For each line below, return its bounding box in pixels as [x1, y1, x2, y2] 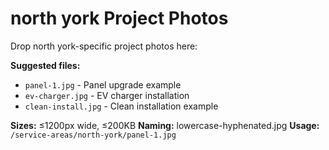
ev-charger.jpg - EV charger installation [24, 89, 190, 101]
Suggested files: [10, 59, 81, 71]
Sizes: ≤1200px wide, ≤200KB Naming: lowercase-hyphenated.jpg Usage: [10, 119, 320, 131]
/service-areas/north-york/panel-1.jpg [10, 130, 177, 140]
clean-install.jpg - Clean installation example [24, 100, 219, 112]
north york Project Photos [10, 7, 229, 30]
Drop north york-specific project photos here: [10, 40, 198, 52]
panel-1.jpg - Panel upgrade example [24, 78, 182, 91]
